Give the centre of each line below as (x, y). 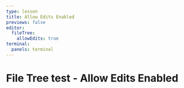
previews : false (26, 22)
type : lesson (22, 11)
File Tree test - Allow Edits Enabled (92, 78)
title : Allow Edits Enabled (40, 17)
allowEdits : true (38, 38)
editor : (16, 28)
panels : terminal (33, 50)
